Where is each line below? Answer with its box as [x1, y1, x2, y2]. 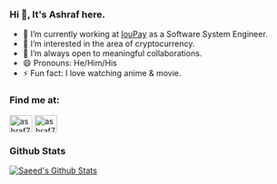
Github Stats [9, 144, 66, 157]
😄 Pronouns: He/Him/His [22, 58, 118, 69]
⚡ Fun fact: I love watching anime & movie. [22, 68, 182, 79]
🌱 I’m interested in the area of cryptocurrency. [22, 38, 195, 49]
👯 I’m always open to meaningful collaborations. [22, 48, 203, 59]
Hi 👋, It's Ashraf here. [9, 8, 106, 21]
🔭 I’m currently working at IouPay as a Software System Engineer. [22, 29, 268, 40]
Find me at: [9, 94, 60, 107]
